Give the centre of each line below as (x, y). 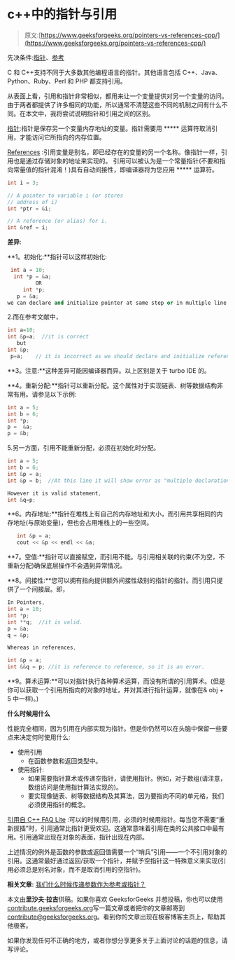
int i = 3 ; (23, 183)
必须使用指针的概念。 (58, 805)
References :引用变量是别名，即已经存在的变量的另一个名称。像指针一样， (114, 152)
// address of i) (33, 202)
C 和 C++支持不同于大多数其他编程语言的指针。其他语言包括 (94, 72)
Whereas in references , (42, 648)
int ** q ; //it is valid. (45, 622)
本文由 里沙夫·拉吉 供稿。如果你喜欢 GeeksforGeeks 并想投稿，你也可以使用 (115, 899)
